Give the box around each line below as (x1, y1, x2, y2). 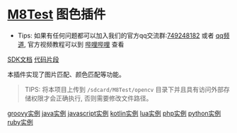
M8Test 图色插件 (7, 6, 106, 23)
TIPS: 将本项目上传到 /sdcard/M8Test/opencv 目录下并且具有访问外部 (24, 85, 224, 93)
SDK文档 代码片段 (7, 54, 59, 64)
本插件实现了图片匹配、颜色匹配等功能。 (7, 70, 125, 79)
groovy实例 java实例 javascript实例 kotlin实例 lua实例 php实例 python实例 (7, 109, 221, 117)
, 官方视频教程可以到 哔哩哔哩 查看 (23, 40, 125, 48)
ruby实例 (7, 117, 33, 126)
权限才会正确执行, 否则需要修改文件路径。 (30, 93, 153, 103)
